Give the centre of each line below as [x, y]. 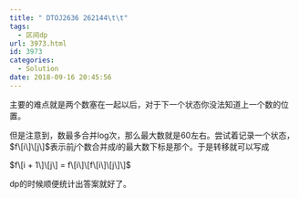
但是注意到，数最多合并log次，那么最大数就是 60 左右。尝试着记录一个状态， [152, 135]
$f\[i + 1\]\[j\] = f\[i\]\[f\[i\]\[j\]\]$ [71, 164]
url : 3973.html [38, 43]
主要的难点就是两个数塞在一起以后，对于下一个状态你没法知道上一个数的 [145, 104]
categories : [32, 60]
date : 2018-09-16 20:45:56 [61, 78]
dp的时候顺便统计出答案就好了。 [71, 183]
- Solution [38, 69]
